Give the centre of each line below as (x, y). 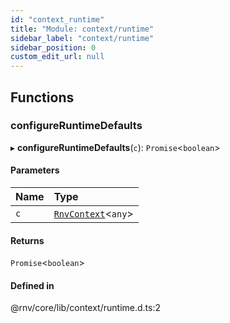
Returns (27, 240)
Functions (42, 97)
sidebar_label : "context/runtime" (82, 38)
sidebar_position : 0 (53, 47)
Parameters (35, 170)
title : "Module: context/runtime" (82, 29)
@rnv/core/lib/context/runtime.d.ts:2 (85, 308)
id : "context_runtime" (57, 19)
